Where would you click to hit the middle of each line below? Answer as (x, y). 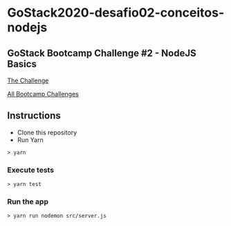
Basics (22, 64)
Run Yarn (30, 139)
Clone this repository (47, 132)
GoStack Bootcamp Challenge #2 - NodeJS (102, 53)
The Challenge (28, 80)
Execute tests (30, 170)
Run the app (28, 202)
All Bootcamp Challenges (43, 94)
